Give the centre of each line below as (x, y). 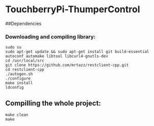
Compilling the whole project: (53, 103)
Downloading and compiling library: (50, 37)
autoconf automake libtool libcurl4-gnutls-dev (57, 56)
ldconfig (15, 88)
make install (19, 83)
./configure (18, 79)
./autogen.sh (19, 74)
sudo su (14, 47)
